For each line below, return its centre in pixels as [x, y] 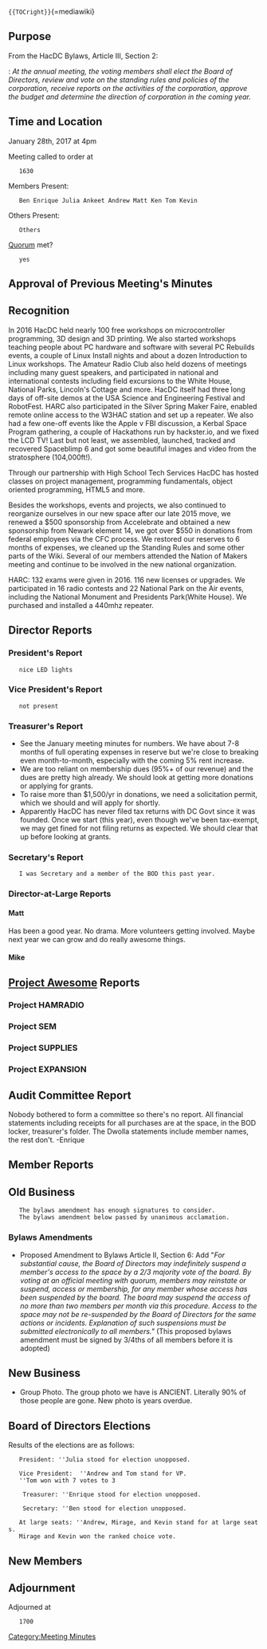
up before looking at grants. [65, 837]
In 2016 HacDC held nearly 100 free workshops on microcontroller [117, 329]
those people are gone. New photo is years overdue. [106, 1401]
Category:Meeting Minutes [52, 1637]
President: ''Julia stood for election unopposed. [105, 1460]
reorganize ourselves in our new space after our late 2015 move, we [120, 513]
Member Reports [51, 1165]
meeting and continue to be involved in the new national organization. [122, 564]
